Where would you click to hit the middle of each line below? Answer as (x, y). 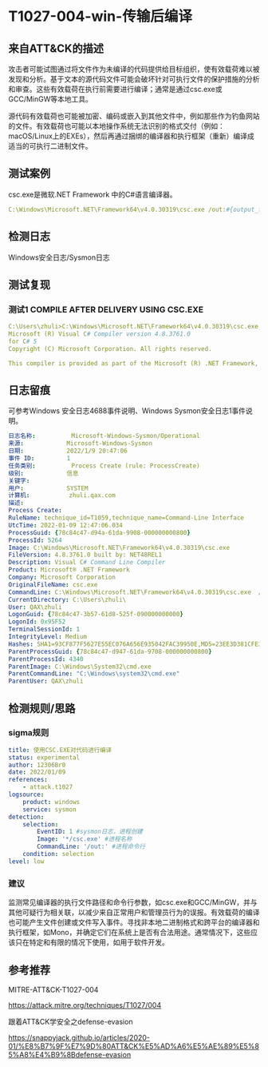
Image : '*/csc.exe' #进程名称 (85, 839)
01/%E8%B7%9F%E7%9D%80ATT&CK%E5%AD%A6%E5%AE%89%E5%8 (134, 1046)
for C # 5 (23, 341)
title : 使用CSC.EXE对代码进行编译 (60, 750)
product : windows (51, 802)
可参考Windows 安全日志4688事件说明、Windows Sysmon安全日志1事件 (127, 411)
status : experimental (44, 757)
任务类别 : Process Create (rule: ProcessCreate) (104, 466)
